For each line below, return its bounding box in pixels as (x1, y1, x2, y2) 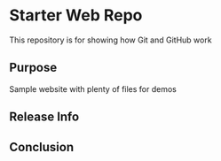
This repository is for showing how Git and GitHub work (9, 34, 212, 45)
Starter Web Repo (9, 5, 143, 26)
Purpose (9, 60, 58, 75)
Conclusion (9, 139, 75, 155)
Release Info (9, 110, 80, 125)
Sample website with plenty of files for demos (9, 83, 178, 94)
